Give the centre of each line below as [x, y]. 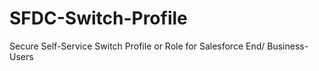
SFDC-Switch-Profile [98, 18]
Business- [288, 46]
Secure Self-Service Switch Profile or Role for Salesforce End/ [137, 46]
